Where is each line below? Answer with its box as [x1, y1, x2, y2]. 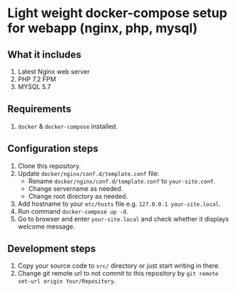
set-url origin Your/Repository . [17, 276, 116, 286]
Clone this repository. [17, 162, 81, 170]
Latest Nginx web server [17, 68, 91, 75]
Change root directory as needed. [28, 192, 128, 200]
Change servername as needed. [28, 184, 123, 193]
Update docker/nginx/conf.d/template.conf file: [17, 169, 160, 177]
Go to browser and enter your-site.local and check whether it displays [17, 214, 230, 223]
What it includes [7, 48, 82, 61]
